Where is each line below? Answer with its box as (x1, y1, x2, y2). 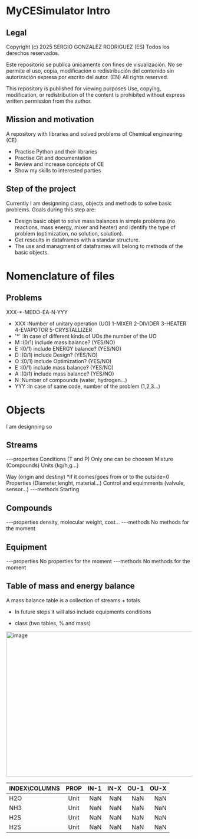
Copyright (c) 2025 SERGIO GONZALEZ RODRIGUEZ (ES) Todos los (6, 43, 170, 50)
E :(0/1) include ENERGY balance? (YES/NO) (14, 345, 122, 352)
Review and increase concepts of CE (14, 161, 104, 168)
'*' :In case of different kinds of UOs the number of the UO (14, 332, 157, 339)
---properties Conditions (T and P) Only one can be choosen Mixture (6, 456, 174, 463)
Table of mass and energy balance (6, 581, 136, 591)
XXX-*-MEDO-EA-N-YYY (6, 308, 68, 315)
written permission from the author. (6, 97, 92, 105)
